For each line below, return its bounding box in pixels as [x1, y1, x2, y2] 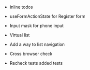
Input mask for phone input [9, 23, 64, 28]
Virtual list [9, 32, 30, 38]
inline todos [9, 4, 33, 10]
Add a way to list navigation [9, 42, 65, 47]
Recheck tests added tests [9, 60, 63, 66]
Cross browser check [9, 51, 53, 56]
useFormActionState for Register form [9, 14, 86, 19]
